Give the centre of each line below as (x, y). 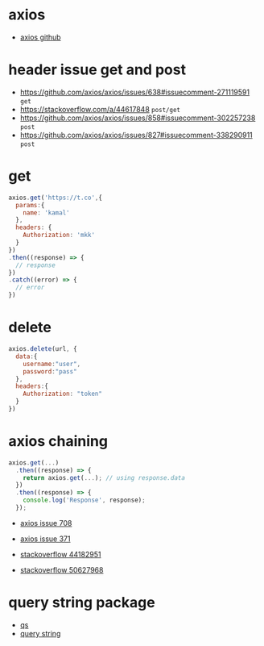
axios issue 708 (46, 523)
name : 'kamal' (46, 213)
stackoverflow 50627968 (62, 569)
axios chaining (58, 442)
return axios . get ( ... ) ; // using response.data (104, 477)
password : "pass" (50, 371)
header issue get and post (97, 70)
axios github (41, 37)
